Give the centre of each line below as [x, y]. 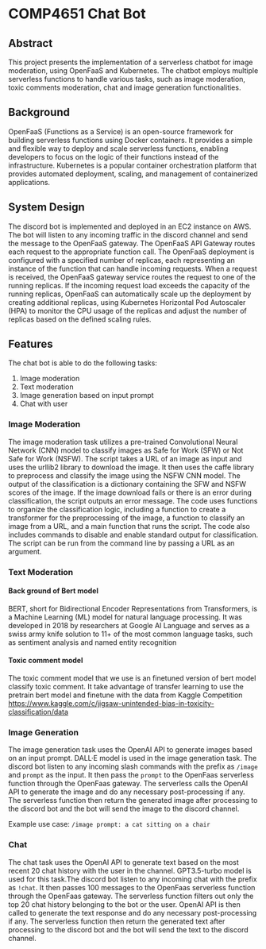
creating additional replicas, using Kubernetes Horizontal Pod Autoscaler [127, 302]
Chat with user [44, 404]
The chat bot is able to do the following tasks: [83, 363]
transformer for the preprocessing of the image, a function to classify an [127, 518]
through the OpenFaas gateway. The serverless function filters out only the [131, 896]
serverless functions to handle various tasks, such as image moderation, [127, 79]
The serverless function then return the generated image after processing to [133, 800]
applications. [29, 182]
